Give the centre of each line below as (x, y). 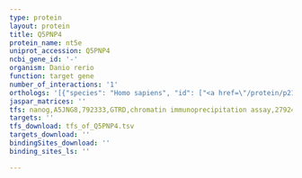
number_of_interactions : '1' (64, 85)
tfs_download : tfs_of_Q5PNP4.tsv (72, 127)
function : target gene (52, 76)
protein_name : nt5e (46, 43)
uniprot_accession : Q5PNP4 (60, 51)
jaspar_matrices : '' (48, 101)
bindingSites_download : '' (60, 143)
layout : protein (40, 26)
